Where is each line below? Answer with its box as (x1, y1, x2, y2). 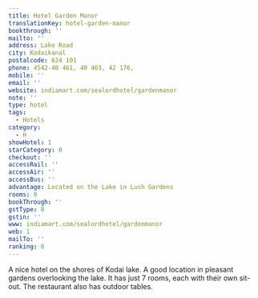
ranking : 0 (8, 243, 45, 251)
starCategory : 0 (8, 146, 62, 154)
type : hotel (8, 101, 48, 109)
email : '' (8, 79, 42, 87)
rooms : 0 (8, 190, 38, 199)
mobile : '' (8, 71, 45, 79)
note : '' (8, 94, 38, 102)
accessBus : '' (8, 175, 56, 184)
